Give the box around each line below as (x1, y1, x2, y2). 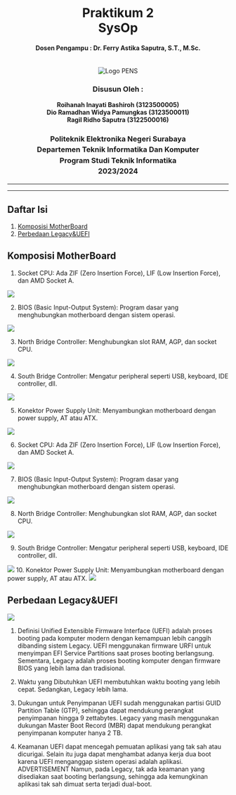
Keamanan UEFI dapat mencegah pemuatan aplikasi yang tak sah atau (17, 742, 222, 751)
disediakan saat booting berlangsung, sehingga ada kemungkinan (17, 772, 209, 780)
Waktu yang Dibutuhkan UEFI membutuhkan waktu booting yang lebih (17, 677, 221, 686)
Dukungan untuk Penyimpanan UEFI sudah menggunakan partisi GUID (17, 698, 221, 707)
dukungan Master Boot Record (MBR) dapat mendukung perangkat (17, 721, 212, 729)
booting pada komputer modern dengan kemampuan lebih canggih (17, 634, 211, 642)
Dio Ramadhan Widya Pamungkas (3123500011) (46, 108, 190, 116)
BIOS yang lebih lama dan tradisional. (17, 664, 126, 672)
